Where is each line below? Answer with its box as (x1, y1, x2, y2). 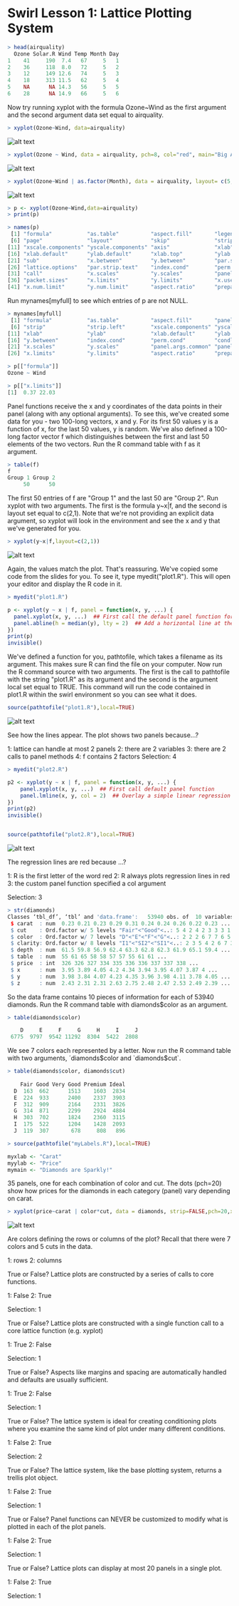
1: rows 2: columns (7, 1256, 63, 1265)
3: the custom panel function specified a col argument (7, 879, 166, 888)
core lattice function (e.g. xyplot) (7, 1327, 103, 1335)
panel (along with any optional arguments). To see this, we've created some (7, 409, 230, 418)
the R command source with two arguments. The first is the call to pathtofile (7, 668, 230, 676)
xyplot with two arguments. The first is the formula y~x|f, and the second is (7, 501, 228, 510)
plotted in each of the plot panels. (7, 1523, 107, 1531)
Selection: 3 (7, 893, 43, 902)
